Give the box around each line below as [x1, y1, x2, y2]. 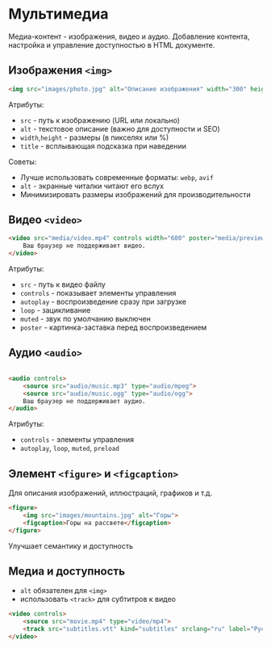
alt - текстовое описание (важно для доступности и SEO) [19, 124, 220, 133]
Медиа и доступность [8, 564, 126, 578]
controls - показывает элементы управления [19, 288, 177, 298]
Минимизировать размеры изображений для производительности [19, 189, 252, 199]
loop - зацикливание [19, 305, 91, 315]
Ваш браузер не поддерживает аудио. [23, 397, 147, 405]
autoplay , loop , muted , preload [19, 444, 119, 453]
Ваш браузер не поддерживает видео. [23, 242, 147, 250]
